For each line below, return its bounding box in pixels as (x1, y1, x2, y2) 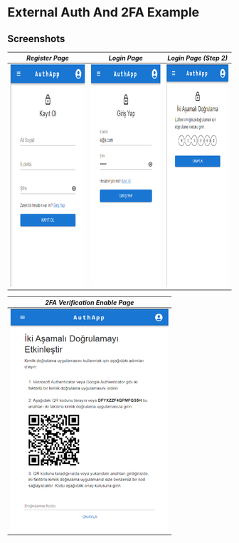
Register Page (26, 53, 70, 62)
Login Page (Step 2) (166, 53, 228, 62)
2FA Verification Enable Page (45, 298, 134, 306)
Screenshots (7, 33, 65, 45)
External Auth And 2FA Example (7, 4, 200, 21)
